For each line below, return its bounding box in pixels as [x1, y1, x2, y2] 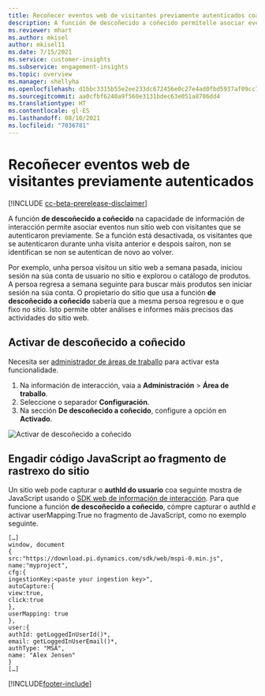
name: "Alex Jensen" [8, 652, 77, 660]
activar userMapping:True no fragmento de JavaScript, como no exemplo [8, 511, 247, 520]
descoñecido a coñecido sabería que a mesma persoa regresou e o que [8, 296, 244, 305]
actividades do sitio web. [8, 312, 89, 322]
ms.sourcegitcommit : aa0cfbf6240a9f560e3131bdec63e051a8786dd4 [8, 92, 221, 100]
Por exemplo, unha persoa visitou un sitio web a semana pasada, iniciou [8, 262, 243, 272]
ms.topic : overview [8, 70, 73, 78]
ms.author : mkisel [8, 33, 69, 42]
